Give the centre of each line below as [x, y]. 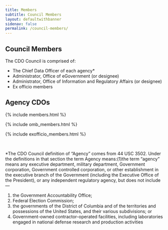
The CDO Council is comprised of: [41, 61]
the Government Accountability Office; [52, 195]
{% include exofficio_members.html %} [46, 134]
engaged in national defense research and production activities [78, 222]
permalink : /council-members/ [37, 29]
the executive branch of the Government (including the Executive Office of [82, 175]
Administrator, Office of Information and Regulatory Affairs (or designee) [87, 81]
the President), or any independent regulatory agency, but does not [75, 180]
